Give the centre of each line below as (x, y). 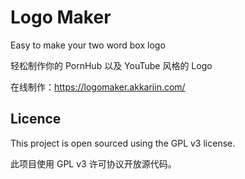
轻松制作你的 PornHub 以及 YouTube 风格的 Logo (111, 65)
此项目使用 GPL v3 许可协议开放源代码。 (93, 163)
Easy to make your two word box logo (88, 45)
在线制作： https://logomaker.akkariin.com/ (98, 87)
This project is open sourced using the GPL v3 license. (123, 143)
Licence (36, 119)
